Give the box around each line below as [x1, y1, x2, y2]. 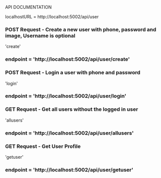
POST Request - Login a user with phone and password [5, 69, 141, 76]
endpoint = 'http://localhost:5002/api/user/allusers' [5, 130, 134, 136]
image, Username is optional [5, 32, 76, 39]
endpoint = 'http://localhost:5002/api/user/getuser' [5, 166, 134, 173]
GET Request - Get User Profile [5, 143, 81, 150]
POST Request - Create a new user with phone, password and [5, 26, 157, 33]
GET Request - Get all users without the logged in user [5, 106, 138, 113]
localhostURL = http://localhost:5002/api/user [5, 14, 99, 19]
